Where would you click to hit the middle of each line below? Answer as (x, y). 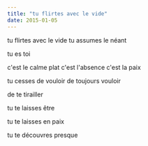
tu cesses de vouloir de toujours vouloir (64, 80)
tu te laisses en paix (36, 121)
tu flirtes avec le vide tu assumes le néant (67, 40)
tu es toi (19, 54)
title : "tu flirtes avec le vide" (58, 14)
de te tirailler (25, 94)
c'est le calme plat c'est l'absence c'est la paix (74, 67)
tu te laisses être (31, 108)
